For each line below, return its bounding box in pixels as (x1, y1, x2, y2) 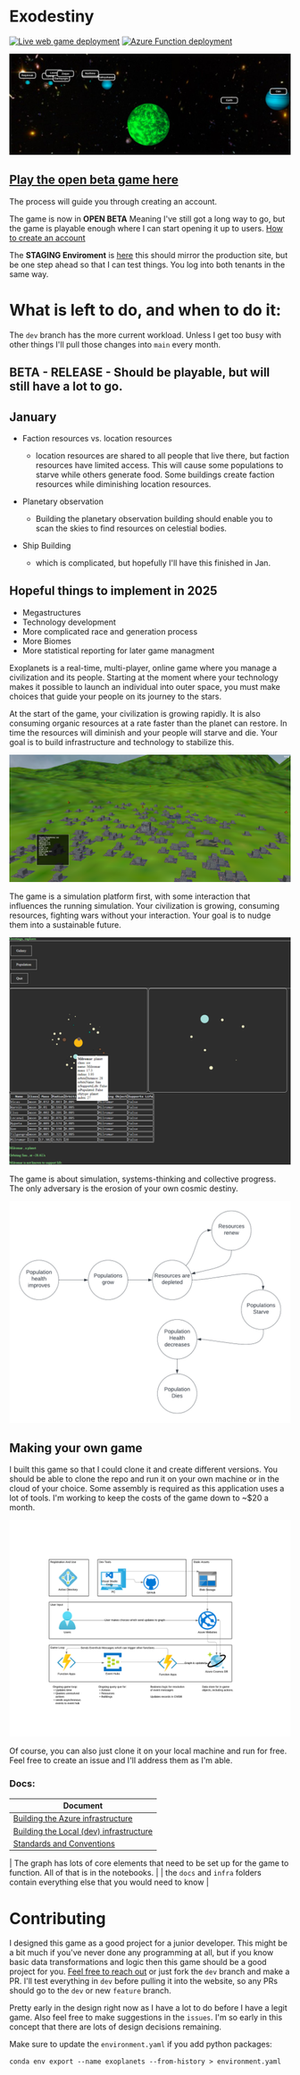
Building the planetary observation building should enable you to (35, 514, 273, 525)
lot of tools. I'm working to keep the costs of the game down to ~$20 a (9, 1492, 270, 1503)
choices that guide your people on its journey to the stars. (9, 691, 221, 701)
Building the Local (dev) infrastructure (12, 1826, 154, 1836)
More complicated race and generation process (21, 626, 198, 636)
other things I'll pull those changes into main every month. (9, 339, 221, 349)
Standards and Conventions (12, 1838, 116, 1849)
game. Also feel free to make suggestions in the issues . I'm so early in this (9, 2012, 283, 2023)
